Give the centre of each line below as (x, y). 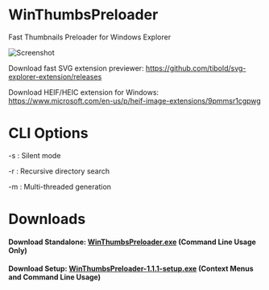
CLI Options (48, 133)
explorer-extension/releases (55, 76)
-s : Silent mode (35, 155)
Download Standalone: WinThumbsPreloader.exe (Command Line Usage (132, 242)
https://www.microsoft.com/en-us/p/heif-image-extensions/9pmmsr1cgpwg (135, 100)
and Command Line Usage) (55, 277)
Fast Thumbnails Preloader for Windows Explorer (90, 37)
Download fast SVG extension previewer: (76, 68)
